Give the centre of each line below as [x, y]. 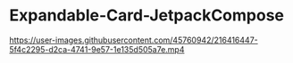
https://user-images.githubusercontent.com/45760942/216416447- [134, 40]
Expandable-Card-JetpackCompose [146, 16]
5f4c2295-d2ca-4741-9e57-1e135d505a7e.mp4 [97, 49]
